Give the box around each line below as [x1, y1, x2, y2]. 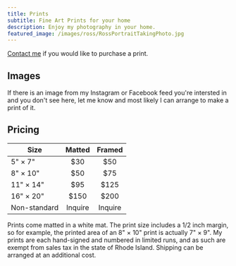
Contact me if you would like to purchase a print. [7, 49, 149, 58]
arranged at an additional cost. [7, 250, 97, 259]
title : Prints [7, 10, 49, 18]
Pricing [7, 124, 40, 136]
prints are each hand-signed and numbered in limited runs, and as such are [7, 236, 226, 244]
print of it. [7, 104, 36, 112]
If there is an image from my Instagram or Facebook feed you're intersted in [7, 89, 227, 97]
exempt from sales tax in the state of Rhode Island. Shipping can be [7, 243, 204, 251]
